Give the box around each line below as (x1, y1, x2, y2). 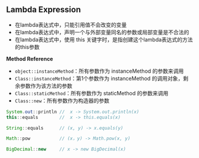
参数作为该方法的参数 (20, 82, 72, 89)
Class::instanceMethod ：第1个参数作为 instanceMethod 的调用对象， (14, 75, 184, 82)
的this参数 (14, 43, 40, 50)
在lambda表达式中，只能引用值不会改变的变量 (14, 21, 127, 28)
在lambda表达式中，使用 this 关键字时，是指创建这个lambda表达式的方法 (14, 36, 193, 43)
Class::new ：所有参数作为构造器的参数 (14, 97, 110, 104)
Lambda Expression (6, 5, 81, 15)
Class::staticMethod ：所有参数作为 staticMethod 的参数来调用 (14, 89, 169, 96)
